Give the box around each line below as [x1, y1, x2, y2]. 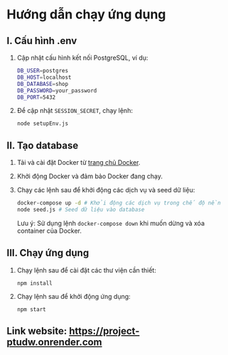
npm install [16, 280, 53, 287]
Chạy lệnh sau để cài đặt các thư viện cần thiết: [16, 266, 157, 274]
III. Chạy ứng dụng [6, 247, 89, 259]
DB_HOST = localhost [16, 74, 72, 81]
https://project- [69, 325, 140, 337]
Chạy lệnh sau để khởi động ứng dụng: [16, 292, 131, 300]
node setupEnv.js [16, 120, 69, 127]
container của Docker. [16, 226, 82, 235]
